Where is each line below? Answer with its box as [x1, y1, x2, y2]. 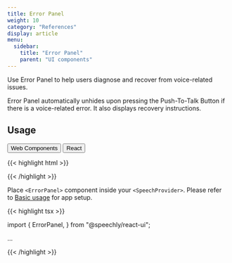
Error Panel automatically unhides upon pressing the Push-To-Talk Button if [7, 96, 225, 105]
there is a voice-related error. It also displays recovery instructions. [7, 103, 202, 113]
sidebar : [13, 43, 39, 50]
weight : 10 [7, 17, 39, 24]
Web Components [11, 144, 58, 152]
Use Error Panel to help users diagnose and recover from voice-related [7, 75, 213, 84]
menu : [7, 37, 23, 44]
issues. [7, 82, 28, 91]
